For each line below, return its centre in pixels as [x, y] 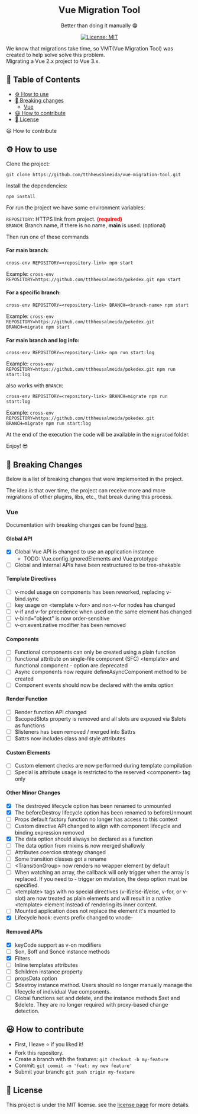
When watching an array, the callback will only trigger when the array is [102, 873]
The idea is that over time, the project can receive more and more [86, 490]
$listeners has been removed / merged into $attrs [75, 731]
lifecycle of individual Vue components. [63, 992]
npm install [21, 196]
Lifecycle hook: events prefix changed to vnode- [74, 918]
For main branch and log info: [43, 340]
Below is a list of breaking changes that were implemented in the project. [95, 479]
